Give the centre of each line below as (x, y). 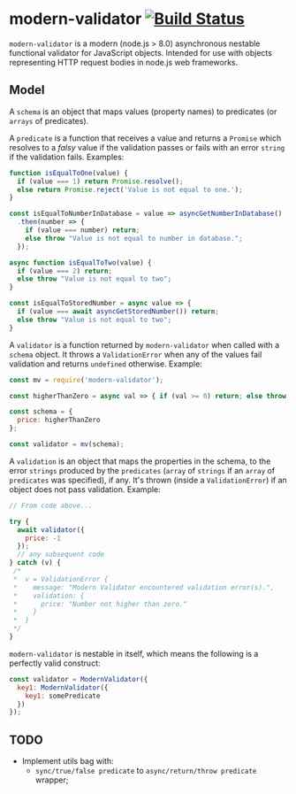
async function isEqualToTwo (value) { (80, 262)
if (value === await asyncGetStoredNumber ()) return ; (118, 312)
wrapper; (52, 780)
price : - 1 (43, 538)
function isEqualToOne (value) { (68, 173)
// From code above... (51, 505)
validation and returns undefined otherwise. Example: (106, 364)
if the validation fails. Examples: (67, 157)
